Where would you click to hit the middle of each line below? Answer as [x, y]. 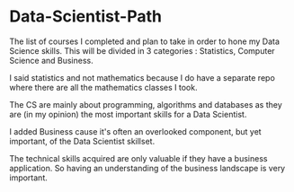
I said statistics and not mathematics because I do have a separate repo [143, 77]
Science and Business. [52, 60]
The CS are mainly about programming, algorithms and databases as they [146, 104]
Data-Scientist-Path [85, 17]
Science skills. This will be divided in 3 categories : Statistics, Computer [143, 50]
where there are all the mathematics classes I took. [103, 87]
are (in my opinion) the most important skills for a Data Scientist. [128, 114]
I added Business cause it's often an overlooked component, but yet [136, 131]
